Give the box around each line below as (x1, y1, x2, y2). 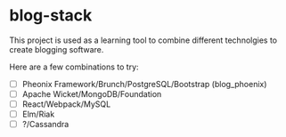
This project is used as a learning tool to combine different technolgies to (9, 35, 278, 45)
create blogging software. (9, 44, 104, 54)
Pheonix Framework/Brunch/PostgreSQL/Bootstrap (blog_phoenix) (21, 78, 267, 89)
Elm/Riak (21, 109, 55, 120)
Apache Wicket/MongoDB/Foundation (21, 89, 162, 99)
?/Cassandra (21, 119, 69, 130)
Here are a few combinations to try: (9, 61, 140, 72)
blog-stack (9, 5, 93, 26)
